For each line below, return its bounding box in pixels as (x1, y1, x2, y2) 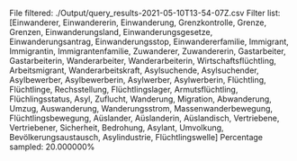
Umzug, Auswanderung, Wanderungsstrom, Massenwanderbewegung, (9, 103, 273, 113)
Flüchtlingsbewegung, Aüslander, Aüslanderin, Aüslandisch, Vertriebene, (9, 112, 280, 123)
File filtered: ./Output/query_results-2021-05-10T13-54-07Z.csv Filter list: (9, 8, 281, 18)
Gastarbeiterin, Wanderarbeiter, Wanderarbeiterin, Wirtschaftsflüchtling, (9, 56, 277, 66)
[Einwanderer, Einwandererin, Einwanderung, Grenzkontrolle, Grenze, (9, 17, 267, 28)
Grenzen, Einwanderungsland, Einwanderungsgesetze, (9, 27, 213, 37)
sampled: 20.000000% (9, 141, 95, 152)
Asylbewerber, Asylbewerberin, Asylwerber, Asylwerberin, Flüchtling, (9, 75, 267, 85)
